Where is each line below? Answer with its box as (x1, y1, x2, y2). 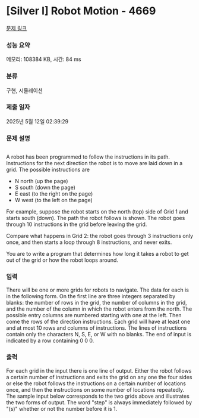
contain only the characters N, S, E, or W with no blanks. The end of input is (6, 331, 192, 338)
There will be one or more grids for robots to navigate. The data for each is (6, 286, 189, 293)
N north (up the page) (14, 178, 68, 185)
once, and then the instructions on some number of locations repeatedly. (6, 386, 185, 393)
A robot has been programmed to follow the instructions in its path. (6, 153, 170, 160)
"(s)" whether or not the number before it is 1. (6, 405, 118, 412)
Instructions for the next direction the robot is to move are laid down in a (6, 160, 183, 167)
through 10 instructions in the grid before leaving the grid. (6, 221, 147, 228)
